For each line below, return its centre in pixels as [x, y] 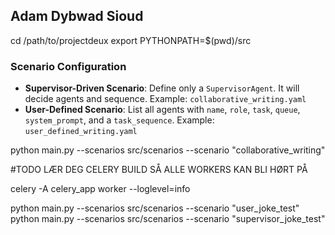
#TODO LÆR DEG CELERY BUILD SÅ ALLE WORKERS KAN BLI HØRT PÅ [159, 170]
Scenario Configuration [68, 66]
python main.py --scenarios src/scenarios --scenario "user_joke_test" [155, 208]
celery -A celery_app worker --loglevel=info [100, 189]
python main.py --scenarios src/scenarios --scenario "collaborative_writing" [168, 150]
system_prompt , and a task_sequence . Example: [119, 120]
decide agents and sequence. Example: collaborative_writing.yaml [165, 99]
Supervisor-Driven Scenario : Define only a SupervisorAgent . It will [162, 88]
